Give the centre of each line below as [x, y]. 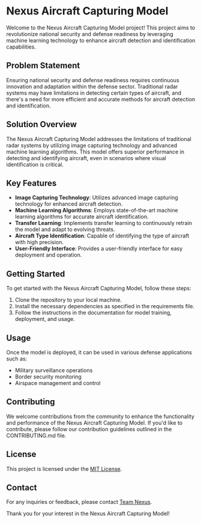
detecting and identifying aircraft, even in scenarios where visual [86, 158]
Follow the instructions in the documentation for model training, [93, 312]
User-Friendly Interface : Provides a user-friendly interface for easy [99, 249]
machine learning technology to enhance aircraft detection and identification [101, 40]
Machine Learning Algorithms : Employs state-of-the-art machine [96, 211]
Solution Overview [41, 124]
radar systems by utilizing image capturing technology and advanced [92, 145]
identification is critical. [35, 164]
